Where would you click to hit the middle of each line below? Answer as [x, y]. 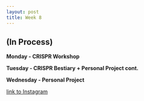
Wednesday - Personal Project [45, 80]
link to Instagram [27, 92]
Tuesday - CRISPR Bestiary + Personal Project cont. [73, 68]
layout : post [23, 12]
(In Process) [30, 42]
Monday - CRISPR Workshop [43, 57]
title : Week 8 [24, 18]
